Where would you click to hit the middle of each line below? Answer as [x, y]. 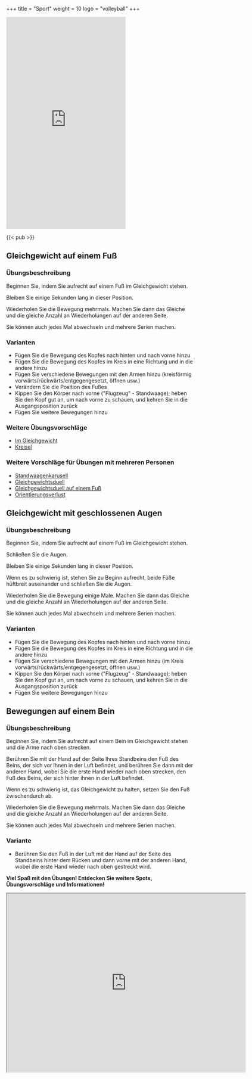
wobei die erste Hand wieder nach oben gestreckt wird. [83, 866]
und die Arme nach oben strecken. [49, 748]
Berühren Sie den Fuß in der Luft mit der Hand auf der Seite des [93, 854]
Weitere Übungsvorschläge [47, 427]
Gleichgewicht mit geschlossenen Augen [84, 513]
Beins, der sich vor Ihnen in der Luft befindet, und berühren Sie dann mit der [100, 766]
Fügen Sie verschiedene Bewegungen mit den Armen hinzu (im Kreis [99, 661]
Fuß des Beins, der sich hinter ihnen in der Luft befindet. [75, 778]
